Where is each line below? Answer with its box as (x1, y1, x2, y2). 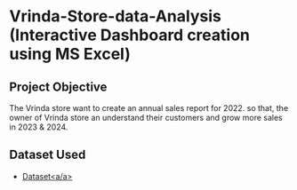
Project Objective (9, 79, 108, 94)
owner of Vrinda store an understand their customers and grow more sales (9, 113, 283, 123)
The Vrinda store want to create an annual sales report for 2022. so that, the (9, 103, 289, 113)
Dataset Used (9, 147, 86, 162)
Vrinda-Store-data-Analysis (9, 6, 222, 27)
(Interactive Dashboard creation (9, 25, 251, 45)
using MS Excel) (9, 44, 131, 64)
